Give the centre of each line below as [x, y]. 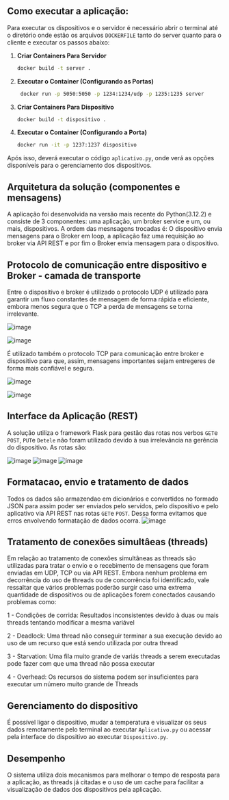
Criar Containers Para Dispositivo [65, 107]
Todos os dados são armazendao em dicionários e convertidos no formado [113, 499]
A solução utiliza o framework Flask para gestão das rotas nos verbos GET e [112, 433]
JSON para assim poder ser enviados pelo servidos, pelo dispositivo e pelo [113, 505]
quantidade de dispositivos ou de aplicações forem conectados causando [111, 595]
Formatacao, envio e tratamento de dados [98, 482]
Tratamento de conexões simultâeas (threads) [108, 541]
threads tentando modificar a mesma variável [71, 623]
